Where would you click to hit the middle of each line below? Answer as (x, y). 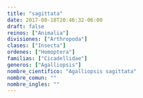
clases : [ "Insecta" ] (37, 46)
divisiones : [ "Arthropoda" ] (47, 39)
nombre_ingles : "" (33, 84)
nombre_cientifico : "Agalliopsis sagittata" (72, 71)
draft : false (26, 26)
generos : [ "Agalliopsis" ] (44, 65)
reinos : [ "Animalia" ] (38, 33)
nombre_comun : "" (32, 78)
